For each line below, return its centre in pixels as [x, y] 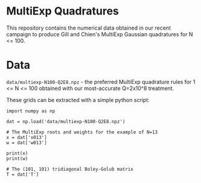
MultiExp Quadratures [63, 11]
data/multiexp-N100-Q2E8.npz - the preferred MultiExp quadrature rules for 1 [101, 82]
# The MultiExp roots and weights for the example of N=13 [82, 132]
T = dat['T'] [23, 174]
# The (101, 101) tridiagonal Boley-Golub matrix [70, 169]
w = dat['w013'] [27, 143]
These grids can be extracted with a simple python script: [78, 100]
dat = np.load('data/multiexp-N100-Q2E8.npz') [66, 121]
